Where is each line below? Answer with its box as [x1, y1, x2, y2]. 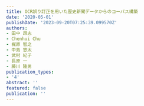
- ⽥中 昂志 [6, 31, 32, 37]
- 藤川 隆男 [6, 63, 32, 69]
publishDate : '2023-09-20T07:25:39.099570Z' [6, 19, 117, 25]
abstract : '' [6, 80, 38, 86]
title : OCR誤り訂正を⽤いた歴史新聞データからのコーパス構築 [6, 8, 138, 15]
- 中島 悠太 [6, 47, 32, 53]
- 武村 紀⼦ [6, 52, 32, 58]
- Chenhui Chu [6, 36, 41, 42]
